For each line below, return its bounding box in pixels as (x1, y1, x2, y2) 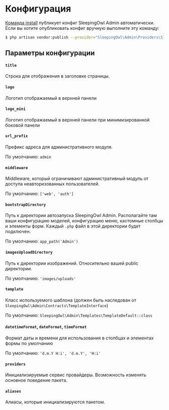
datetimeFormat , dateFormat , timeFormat (5, 324, 87, 330)
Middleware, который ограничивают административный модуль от (5, 175, 149, 182)
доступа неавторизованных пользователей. (5, 181, 100, 187)
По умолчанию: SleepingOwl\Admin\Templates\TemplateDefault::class (5, 312, 153, 318)
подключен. (5, 228, 31, 235)
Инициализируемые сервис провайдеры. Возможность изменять (5, 372, 147, 378)
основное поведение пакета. (5, 377, 68, 383)
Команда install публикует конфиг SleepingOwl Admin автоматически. (5, 20, 155, 26)
